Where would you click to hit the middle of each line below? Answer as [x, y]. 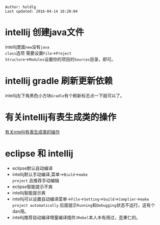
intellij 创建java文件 [45, 32]
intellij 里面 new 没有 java [27, 47]
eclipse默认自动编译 [32, 168]
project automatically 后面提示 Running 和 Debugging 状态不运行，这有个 [84, 205]
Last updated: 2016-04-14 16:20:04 [41, 11]
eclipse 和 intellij [39, 154]
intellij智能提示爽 [29, 193]
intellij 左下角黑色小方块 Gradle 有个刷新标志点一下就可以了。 [65, 96]
